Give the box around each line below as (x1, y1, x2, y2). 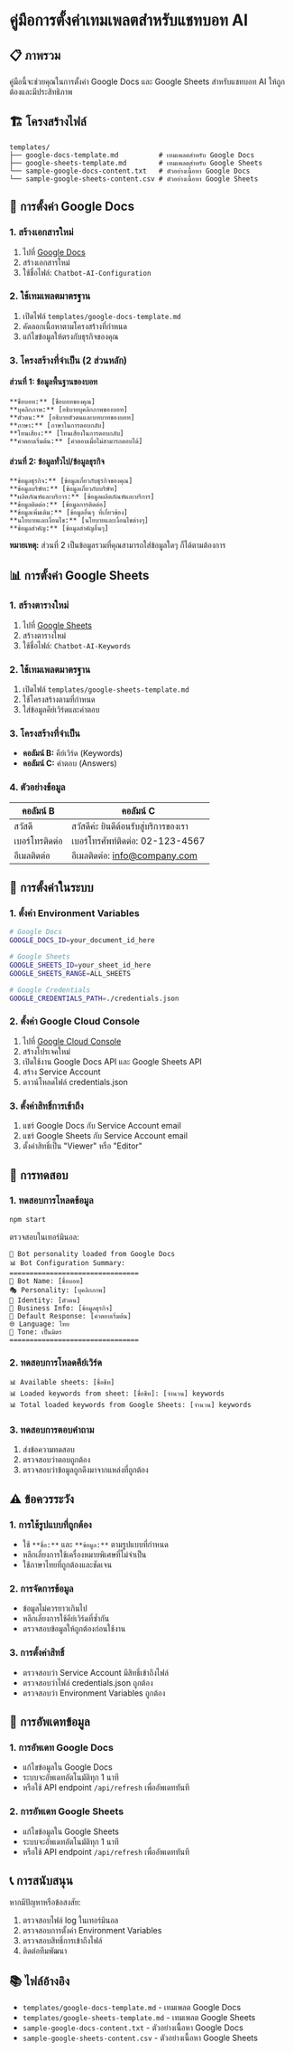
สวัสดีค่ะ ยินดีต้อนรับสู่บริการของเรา (71, 819, 189, 832)
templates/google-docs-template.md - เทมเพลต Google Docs (22, 2002, 242, 2013)
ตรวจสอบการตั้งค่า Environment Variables (22, 1925, 162, 1936)
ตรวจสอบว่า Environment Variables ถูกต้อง (22, 1688, 166, 1698)
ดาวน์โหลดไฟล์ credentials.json (22, 1076, 128, 1087)
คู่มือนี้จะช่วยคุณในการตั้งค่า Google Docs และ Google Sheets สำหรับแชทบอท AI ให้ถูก (9, 76, 286, 87)
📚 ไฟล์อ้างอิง (9, 1973, 70, 1989)
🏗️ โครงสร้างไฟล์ (9, 114, 87, 129)
